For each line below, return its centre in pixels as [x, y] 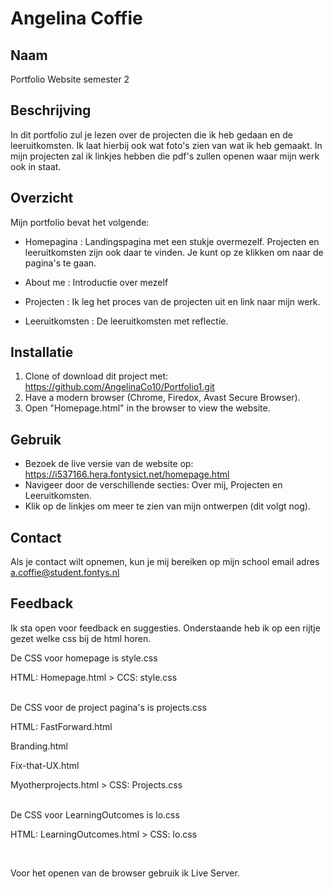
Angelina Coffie [76, 18]
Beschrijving [51, 110]
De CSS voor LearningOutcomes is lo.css [95, 814]
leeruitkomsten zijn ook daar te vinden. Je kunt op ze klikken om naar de [174, 252]
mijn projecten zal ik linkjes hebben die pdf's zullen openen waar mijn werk [165, 156]
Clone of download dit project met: [96, 376]
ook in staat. [36, 166]
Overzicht [42, 198]
